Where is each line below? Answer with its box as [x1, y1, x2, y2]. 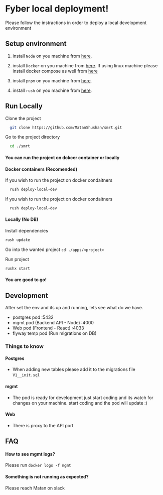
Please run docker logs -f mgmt [5, 462, 71, 468]
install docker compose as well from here [12, 68, 98, 74]
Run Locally [5, 102, 43, 110]
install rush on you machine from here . [12, 87, 92, 93]
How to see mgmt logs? [5, 451, 55, 457]
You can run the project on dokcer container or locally [5, 154, 120, 161]
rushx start [5, 266, 30, 271]
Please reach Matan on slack [5, 485, 65, 491]
